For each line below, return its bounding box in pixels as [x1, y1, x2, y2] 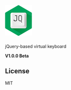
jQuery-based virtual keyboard [5, 43, 67, 49]
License [5, 67, 30, 75]
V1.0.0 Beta [5, 53, 29, 59]
